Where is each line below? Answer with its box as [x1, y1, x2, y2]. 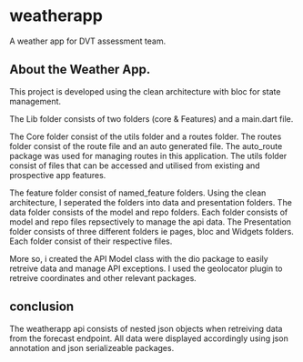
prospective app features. [9, 169, 106, 180]
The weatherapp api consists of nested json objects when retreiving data [9, 323, 283, 334]
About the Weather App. [9, 62, 151, 77]
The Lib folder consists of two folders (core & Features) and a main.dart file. [9, 113, 294, 124]
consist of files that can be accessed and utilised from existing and [9, 160, 261, 171]
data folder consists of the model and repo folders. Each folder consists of [9, 206, 288, 217]
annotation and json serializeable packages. [9, 342, 175, 353]
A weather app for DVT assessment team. [9, 35, 167, 46]
